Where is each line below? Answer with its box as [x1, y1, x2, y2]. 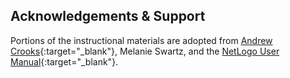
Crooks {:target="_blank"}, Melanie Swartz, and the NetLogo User [10, 45, 280, 57]
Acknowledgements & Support [10, 8, 206, 25]
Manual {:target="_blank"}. [10, 55, 119, 68]
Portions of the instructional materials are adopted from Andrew [10, 34, 273, 46]
